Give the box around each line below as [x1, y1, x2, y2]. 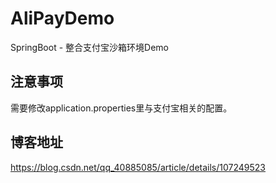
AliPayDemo [10, 7, 115, 30]
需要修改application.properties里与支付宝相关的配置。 [10, 102, 233, 114]
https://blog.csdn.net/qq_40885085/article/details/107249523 [10, 161, 266, 173]
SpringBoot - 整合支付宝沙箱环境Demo [10, 41, 169, 53]
